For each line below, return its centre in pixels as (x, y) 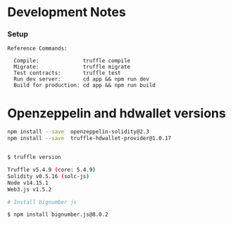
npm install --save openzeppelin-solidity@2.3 (78, 132)
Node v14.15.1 (28, 183)
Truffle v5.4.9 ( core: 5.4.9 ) (52, 170)
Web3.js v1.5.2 (30, 189)
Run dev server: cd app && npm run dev (82, 79)
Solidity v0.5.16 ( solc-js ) (49, 176)
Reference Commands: (38, 49)
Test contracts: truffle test (67, 73)
